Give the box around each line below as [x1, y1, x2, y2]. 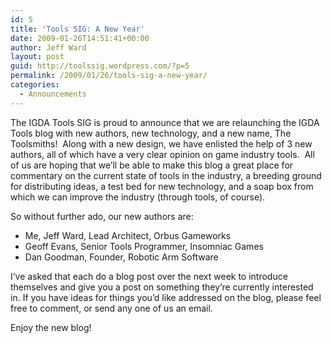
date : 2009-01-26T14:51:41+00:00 [10, 33, 150, 43]
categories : [10, 80, 60, 90]
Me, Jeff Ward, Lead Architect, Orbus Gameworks [24, 229, 232, 241]
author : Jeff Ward [10, 42, 87, 53]
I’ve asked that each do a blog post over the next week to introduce [10, 270, 288, 282]
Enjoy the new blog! [10, 321, 92, 333]
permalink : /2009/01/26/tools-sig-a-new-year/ [10, 71, 208, 81]
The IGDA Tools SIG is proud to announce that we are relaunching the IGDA [10, 116, 320, 128]
